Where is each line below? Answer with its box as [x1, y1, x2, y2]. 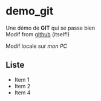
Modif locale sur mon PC [5, 42, 68, 50]
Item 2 [14, 82, 31, 90]
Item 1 [14, 76, 30, 83]
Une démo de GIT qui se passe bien [5, 24, 96, 31]
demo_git [5, 4, 54, 18]
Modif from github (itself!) [5, 30, 70, 37]
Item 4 [14, 89, 31, 96]
